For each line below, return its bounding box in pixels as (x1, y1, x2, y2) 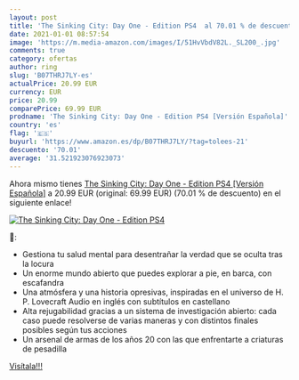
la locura (21, 258, 55, 269)
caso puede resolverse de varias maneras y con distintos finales (21, 315, 259, 326)
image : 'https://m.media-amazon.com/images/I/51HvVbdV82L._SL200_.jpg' (9, 37, 280, 47)
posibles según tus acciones (21, 324, 127, 335)
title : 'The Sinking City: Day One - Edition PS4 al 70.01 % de (9, 21, 256, 30)
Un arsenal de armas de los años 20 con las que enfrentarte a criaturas (21, 334, 284, 344)
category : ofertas (9, 54, 77, 63)
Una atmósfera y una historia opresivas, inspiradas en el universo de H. (21, 287, 284, 297)
